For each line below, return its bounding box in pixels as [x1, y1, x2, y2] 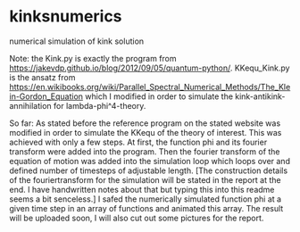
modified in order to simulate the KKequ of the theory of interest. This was [9, 127, 282, 137]
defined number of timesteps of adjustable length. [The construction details [9, 165, 288, 176]
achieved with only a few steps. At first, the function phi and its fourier [9, 137, 268, 147]
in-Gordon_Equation [9, 91, 83, 102]
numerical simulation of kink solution [9, 36, 145, 46]
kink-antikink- [235, 91, 286, 102]
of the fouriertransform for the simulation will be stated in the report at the [9, 174, 281, 185]
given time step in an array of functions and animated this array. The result [9, 203, 284, 213]
